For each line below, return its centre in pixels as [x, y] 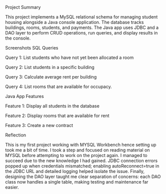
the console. [18, 38]
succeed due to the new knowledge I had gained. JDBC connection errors [81, 160]
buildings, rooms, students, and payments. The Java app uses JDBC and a [82, 27]
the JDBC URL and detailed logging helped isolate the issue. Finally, [75, 171]
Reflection [16, 135]
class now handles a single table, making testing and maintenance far [77, 182]
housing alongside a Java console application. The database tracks [74, 22]
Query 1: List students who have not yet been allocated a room [69, 57]
